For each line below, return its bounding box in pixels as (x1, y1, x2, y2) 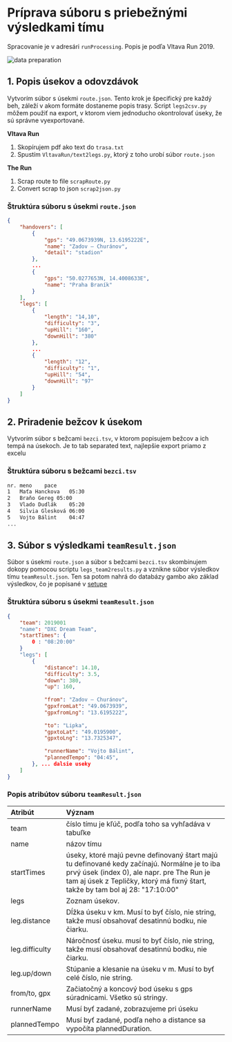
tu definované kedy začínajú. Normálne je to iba (66, 858, 221, 868)
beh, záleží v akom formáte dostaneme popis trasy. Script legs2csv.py (7, 102, 207, 110)
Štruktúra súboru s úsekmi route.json (7, 202, 137, 211)
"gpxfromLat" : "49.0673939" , (43, 703, 128, 710)
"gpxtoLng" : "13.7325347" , (43, 735, 122, 742)
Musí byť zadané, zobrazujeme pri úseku (66, 1003, 198, 1013)
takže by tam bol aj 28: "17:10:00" (66, 885, 179, 894)
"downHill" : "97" (43, 378, 95, 385)
